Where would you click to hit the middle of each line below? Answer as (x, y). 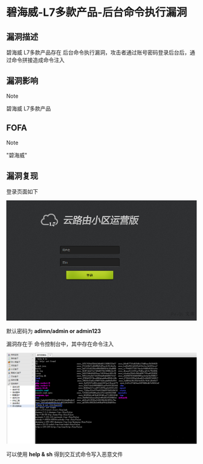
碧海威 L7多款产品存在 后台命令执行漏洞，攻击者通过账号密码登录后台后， (98, 52)
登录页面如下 (22, 192)
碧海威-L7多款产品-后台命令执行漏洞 (97, 12)
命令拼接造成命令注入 (38, 60)
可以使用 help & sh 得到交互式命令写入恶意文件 (65, 454)
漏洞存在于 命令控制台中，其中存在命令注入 (60, 344)
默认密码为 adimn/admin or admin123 (54, 331)
